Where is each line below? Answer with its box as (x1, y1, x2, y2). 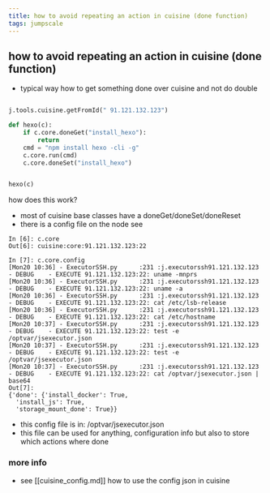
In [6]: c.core (8, 235, 60, 243)
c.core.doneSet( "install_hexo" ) (23, 159, 132, 167)
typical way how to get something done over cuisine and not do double (19, 84, 258, 93)
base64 (8, 377, 31, 385)
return (37, 135, 60, 144)
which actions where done (19, 437, 109, 447)
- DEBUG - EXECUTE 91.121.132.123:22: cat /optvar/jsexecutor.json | (8, 370, 259, 378)
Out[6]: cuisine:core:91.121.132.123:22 (8, 242, 148, 251)
